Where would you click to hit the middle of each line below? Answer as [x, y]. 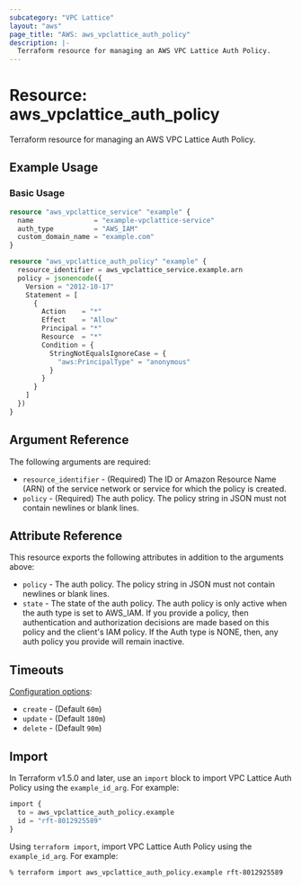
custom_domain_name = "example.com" [86, 237]
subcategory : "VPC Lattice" [62, 18]
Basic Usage [37, 193]
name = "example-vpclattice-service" [116, 220]
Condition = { [68, 345]
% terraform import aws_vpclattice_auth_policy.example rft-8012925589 [146, 873]
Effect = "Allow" [80, 320]
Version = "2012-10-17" [70, 287]
